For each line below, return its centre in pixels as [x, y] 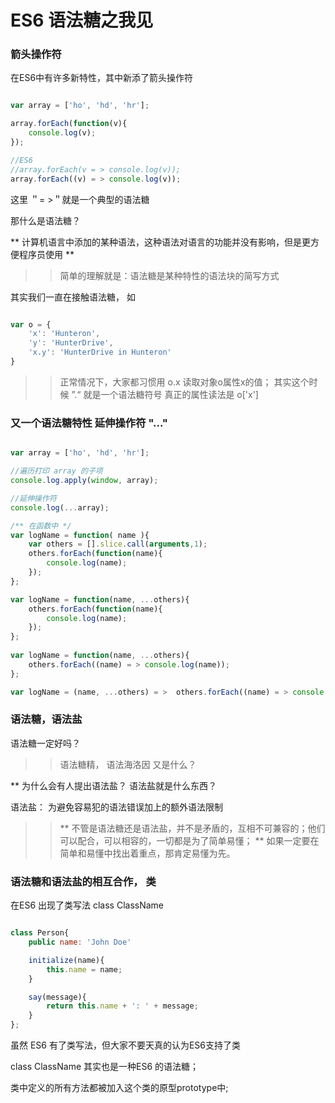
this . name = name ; [84, 969]
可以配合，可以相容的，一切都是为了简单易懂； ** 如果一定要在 [189, 840]
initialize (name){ [66, 960]
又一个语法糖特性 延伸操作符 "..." [89, 423]
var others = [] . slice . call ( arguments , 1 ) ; [118, 544]
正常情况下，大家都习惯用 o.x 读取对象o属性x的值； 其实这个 [184, 382]
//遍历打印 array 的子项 [56, 471]
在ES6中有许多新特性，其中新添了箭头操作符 [102, 78]
